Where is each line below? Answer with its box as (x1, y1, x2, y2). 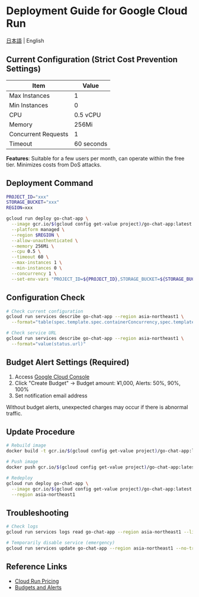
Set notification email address (14, 392, 88, 399)
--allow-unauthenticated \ (11, 237, 78, 243)
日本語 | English (6, 37, 44, 44)
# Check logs (6, 524, 38, 529)
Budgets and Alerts (14, 583, 62, 590)
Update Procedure (6, 426, 75, 436)
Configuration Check (6, 293, 85, 303)
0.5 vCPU (73, 111, 101, 119)
